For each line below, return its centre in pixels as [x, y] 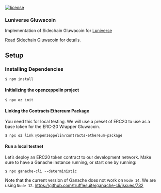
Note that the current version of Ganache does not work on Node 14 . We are [80, 180]
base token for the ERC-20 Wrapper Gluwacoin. [53, 127]
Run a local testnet [24, 146]
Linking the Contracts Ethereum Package [47, 111]
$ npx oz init [19, 100]
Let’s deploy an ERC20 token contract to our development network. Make [78, 157]
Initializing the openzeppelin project [42, 90]
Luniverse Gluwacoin [31, 20]
